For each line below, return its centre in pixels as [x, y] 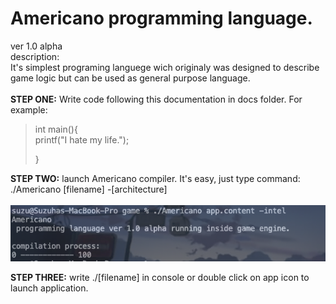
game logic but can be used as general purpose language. [130, 78]
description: [35, 56]
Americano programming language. [161, 18]
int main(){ [56, 129]
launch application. [49, 288]
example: [29, 109]
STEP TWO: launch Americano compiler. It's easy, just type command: [155, 178]
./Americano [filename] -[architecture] [89, 189]
